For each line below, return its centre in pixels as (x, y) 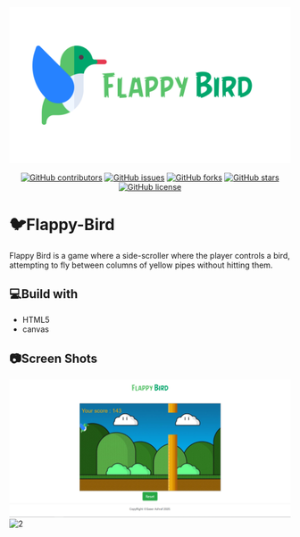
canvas (35, 329)
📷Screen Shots (54, 358)
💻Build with (44, 294)
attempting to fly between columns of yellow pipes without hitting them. (141, 265)
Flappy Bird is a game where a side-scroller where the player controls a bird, (150, 255)
